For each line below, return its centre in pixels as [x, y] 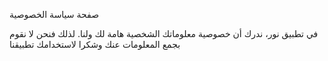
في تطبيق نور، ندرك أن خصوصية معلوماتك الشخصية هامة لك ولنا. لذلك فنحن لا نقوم [164, 33]
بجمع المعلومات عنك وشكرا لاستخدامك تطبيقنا [95, 44]
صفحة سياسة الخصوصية [54, 14]
